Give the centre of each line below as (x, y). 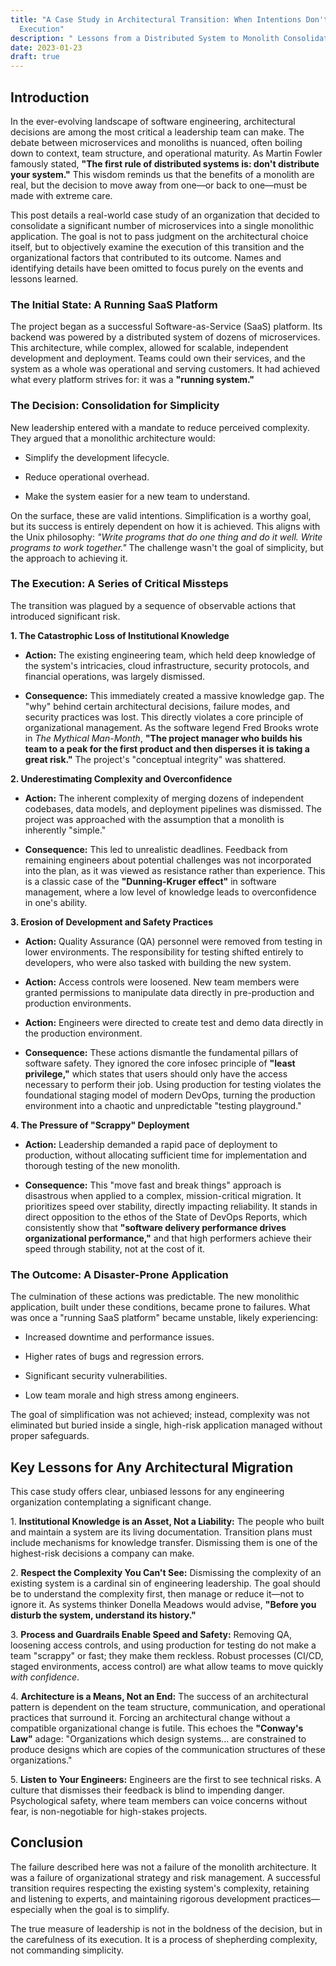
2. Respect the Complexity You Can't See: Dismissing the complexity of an (166, 1572)
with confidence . (45, 1677)
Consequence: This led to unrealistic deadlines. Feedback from (156, 849)
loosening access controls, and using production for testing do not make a (163, 1645)
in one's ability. (56, 902)
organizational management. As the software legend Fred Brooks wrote (171, 727)
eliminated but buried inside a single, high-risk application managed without (166, 1425)
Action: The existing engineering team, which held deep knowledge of (170, 655)
